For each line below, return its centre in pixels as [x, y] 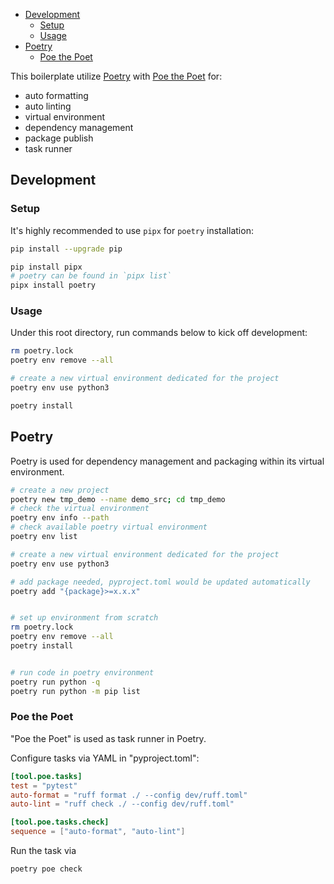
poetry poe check [46, 869]
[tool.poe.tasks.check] [60, 822]
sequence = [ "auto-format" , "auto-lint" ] [98, 832]
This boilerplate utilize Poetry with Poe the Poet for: [116, 76]
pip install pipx [46, 267]
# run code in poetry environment [82, 672]
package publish [59, 138]
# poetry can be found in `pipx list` [91, 276]
